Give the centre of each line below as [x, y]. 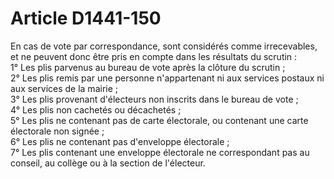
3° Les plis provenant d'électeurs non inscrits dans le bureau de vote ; [154, 99]
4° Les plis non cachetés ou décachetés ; [96, 109]
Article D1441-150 [86, 18]
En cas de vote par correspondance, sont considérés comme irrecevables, [164, 46]
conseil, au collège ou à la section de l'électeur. [108, 163]
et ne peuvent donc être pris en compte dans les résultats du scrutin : [154, 56]
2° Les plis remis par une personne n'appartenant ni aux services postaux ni [167, 78]
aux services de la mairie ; [64, 88]
